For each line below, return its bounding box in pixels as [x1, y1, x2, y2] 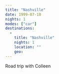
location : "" [14, 44, 41, 49]
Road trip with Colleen [5, 63, 51, 69]
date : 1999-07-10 [5, 12, 41, 17]
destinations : [5, 26, 35, 31]
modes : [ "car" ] [5, 21, 37, 26]
